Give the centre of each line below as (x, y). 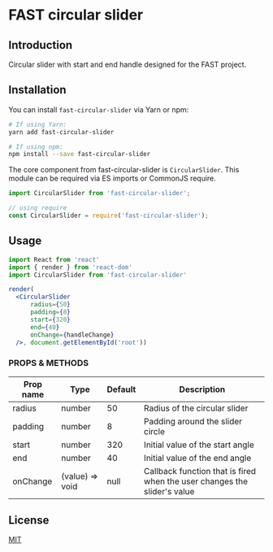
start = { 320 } (50, 319)
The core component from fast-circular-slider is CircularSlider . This (124, 170)
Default (121, 389)
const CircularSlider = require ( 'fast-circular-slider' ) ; (108, 216)
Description (202, 389)
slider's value (169, 491)
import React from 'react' (54, 259)
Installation (37, 90)
